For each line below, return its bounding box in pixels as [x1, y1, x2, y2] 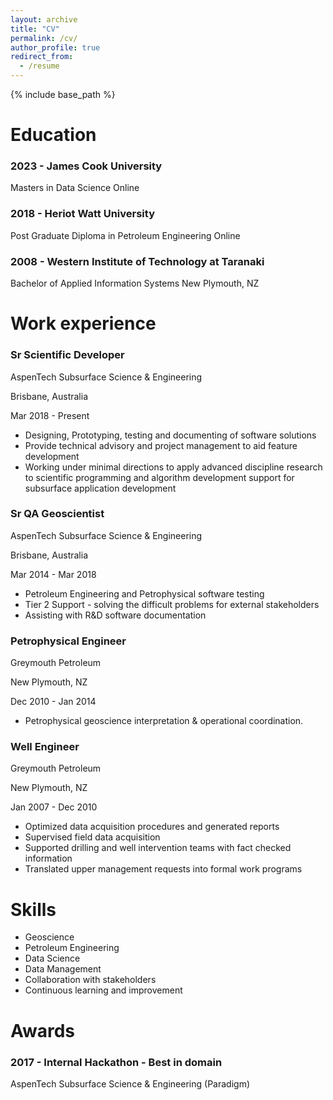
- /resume [19, 61, 60, 71]
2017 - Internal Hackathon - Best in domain [10, 1055, 223, 1069]
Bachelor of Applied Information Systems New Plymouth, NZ [10, 277, 260, 290]
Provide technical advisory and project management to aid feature [24, 439, 298, 451]
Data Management [24, 963, 102, 975]
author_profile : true [10, 42, 101, 53]
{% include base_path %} [10, 89, 116, 100]
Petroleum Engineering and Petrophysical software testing [24, 587, 265, 600]
